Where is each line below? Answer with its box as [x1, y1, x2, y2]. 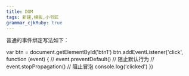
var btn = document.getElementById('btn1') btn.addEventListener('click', [6, 49, 184, 56]
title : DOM [6, 8, 33, 15]
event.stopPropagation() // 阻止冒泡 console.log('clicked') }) [6, 63, 154, 70]
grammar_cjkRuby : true [6, 20, 63, 26]
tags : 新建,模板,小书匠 [6, 14, 59, 20]
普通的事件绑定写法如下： [6, 37, 69, 44]
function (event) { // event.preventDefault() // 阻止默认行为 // [6, 56, 155, 63]
